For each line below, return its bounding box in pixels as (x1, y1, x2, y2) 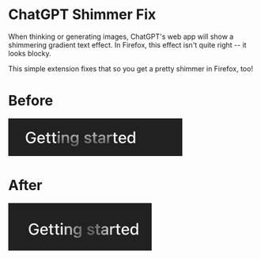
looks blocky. (8, 48, 51, 58)
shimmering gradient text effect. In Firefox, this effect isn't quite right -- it (8, 40, 247, 49)
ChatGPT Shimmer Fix (8, 6, 157, 24)
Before (8, 92, 54, 110)
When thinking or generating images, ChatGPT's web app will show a (8, 32, 234, 41)
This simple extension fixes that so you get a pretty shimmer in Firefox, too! (8, 63, 253, 73)
